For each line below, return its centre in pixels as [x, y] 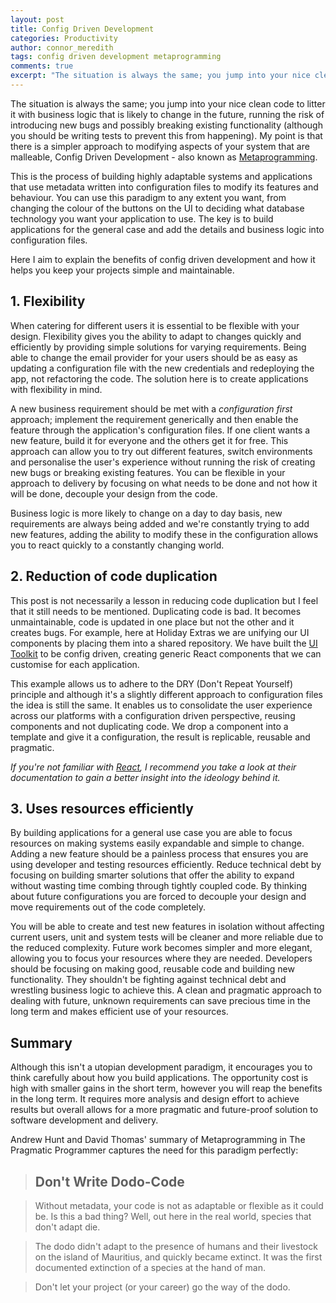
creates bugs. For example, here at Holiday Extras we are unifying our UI [160, 632]
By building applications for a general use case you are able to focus [151, 833]
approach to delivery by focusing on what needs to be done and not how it [164, 483]
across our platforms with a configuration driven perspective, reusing [153, 715]
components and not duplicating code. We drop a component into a [149, 726]
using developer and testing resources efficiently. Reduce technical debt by [166, 865]
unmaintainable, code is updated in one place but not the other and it [152, 622]
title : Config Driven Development [82, 29]
